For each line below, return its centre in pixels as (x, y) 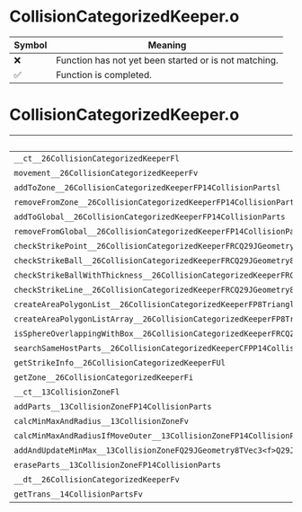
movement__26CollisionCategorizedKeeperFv (106, 173)
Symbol (31, 45)
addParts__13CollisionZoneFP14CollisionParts (113, 406)
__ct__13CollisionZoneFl (67, 392)
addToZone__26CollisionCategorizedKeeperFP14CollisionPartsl (147, 187)
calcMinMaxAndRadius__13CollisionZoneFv (101, 421)
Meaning (167, 45)
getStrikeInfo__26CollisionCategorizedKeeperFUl (120, 362)
